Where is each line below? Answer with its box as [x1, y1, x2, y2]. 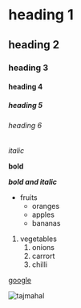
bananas [31, 218, 61, 227]
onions [31, 242, 55, 252]
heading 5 [8, 100, 43, 110]
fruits [19, 192, 38, 202]
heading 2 [8, 38, 60, 52]
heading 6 [8, 121, 43, 131]
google [8, 275, 32, 285]
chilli [31, 260, 48, 269]
